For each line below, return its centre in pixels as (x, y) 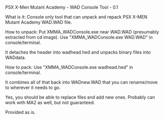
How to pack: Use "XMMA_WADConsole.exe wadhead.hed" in (69, 67)
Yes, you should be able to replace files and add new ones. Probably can (80, 97)
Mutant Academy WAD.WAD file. (39, 22)
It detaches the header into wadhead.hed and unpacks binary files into (78, 52)
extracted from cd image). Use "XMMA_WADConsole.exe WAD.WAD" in (79, 37)
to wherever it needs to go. (33, 87)
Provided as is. (20, 112)
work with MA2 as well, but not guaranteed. (50, 102)
